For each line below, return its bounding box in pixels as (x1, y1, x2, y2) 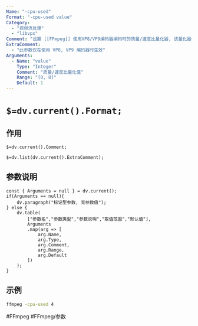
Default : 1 (16, 80, 44, 86)
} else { (6, 204, 28, 210)
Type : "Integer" (16, 63, 57, 70)
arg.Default (37, 252, 67, 258)
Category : (6, 19, 31, 25)
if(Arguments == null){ (6, 193, 65, 199)
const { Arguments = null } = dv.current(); (6, 188, 117, 194)
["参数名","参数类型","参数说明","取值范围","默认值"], (27, 216, 151, 222)
